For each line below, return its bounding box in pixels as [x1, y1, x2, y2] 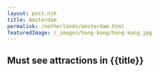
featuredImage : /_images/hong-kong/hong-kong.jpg [7, 29, 153, 36]
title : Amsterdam [7, 16, 57, 23]
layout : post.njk [7, 10, 57, 17]
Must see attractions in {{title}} [7, 54, 145, 66]
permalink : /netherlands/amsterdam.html [7, 23, 125, 29]
